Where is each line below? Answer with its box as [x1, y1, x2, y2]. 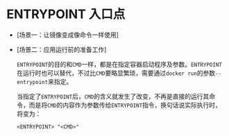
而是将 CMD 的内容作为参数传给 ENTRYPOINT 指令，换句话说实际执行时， [28, 101, 221, 109]
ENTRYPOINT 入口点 [6, 6, 126, 22]
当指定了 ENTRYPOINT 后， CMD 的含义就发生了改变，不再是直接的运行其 [16, 92, 210, 101]
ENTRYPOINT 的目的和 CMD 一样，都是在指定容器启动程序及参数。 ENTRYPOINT [16, 60, 223, 68]
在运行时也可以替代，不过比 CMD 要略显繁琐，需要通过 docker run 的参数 [16, 69, 216, 77]
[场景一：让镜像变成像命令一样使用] [16, 31, 119, 39]
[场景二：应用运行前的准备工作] [16, 45, 107, 53]
